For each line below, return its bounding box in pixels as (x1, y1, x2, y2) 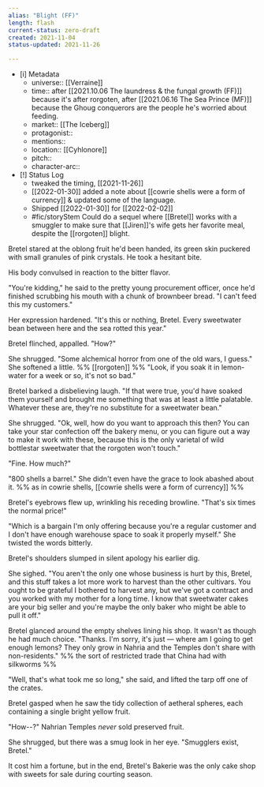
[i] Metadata (19, 69, 60, 79)
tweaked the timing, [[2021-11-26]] (31, 178, 144, 188)
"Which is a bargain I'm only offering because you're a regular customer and (8, 522, 257, 531)
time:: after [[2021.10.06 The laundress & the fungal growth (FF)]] (31, 86, 243, 96)
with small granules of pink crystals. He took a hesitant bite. (8, 253, 203, 262)
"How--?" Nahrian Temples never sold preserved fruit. (8, 722, 184, 732)
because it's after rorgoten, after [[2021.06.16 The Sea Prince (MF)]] (31, 95, 252, 104)
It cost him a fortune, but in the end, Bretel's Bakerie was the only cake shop (8, 761, 256, 770)
